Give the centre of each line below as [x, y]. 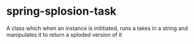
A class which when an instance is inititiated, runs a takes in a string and [97, 28]
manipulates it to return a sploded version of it [64, 34]
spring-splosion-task [62, 11]
